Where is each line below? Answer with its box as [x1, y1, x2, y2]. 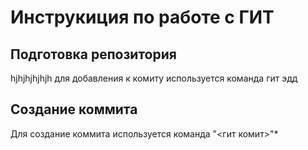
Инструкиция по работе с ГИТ [10, 6, 275, 29]
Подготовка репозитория [10, 46, 177, 63]
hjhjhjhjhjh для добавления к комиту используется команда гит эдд [10, 72, 298, 84]
